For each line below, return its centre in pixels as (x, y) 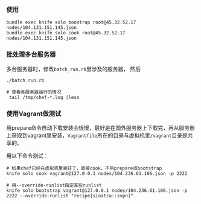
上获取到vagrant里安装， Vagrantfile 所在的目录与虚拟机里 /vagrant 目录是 (97, 135)
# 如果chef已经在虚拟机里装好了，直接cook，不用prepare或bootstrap (84, 168)
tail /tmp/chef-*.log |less (44, 97)
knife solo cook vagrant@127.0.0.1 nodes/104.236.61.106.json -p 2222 (97, 173)
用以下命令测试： (27, 156)
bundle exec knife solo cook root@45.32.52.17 (66, 33)
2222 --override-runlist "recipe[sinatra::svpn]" (70, 196)
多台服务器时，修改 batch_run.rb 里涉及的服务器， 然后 (73, 69)
